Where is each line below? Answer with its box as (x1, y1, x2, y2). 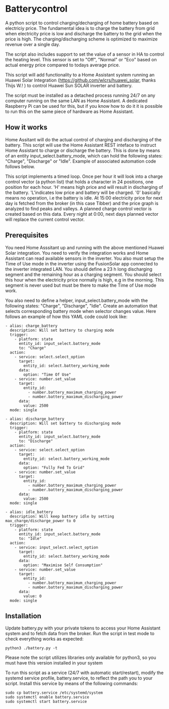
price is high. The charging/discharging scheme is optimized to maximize (5, 36, 158, 42)
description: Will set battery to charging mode (10, 328, 114, 333)
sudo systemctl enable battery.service (5, 695, 90, 700)
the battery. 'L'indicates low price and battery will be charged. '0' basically (5, 189, 161, 195)
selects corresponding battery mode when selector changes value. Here (5, 308, 156, 314)
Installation (5, 611, 41, 620)
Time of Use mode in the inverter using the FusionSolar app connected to (5, 260, 158, 266)
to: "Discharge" (18, 439, 53, 444)
